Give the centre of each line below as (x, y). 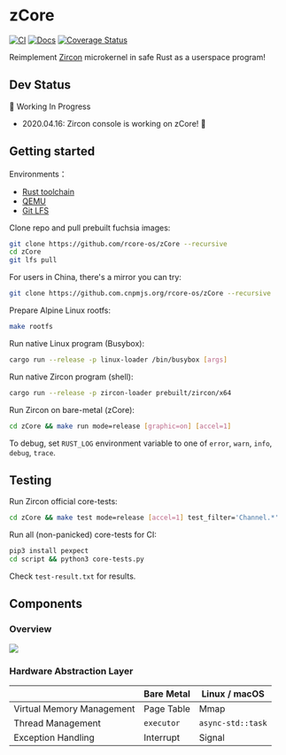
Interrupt (162, 737)
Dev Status (40, 85)
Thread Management (58, 723)
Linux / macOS (233, 694)
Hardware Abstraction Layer (71, 671)
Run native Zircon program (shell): (71, 377)
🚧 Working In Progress (50, 106)
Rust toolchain (48, 191)
